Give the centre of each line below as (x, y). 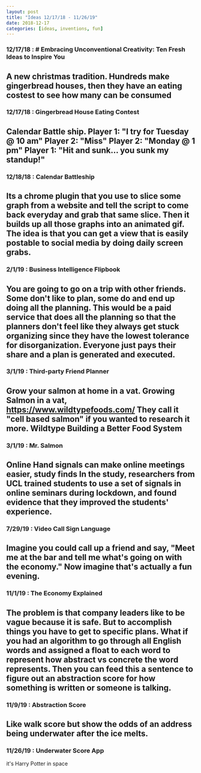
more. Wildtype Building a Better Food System (94, 428)
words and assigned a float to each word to (88, 650)
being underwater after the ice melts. (77, 734)
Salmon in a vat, (37, 400)
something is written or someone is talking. (89, 688)
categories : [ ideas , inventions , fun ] (55, 28)
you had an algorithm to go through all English (94, 641)
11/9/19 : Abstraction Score (46, 705)
